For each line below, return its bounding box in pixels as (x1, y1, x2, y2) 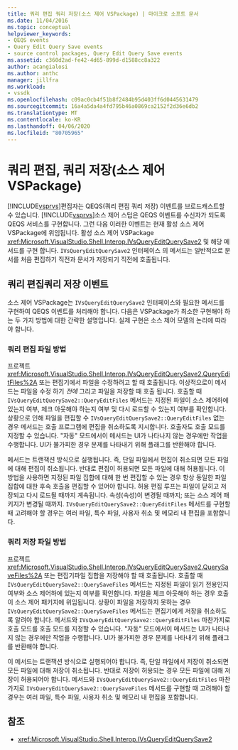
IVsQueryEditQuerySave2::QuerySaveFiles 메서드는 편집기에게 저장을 (7, 607, 202, 615)
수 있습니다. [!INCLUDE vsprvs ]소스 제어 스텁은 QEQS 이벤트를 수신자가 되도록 (7, 211, 226, 219)
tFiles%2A (7, 378, 38, 387)
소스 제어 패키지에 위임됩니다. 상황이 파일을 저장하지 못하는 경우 (14, 597, 191, 606)
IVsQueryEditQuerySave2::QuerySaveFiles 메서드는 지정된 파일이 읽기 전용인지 (7, 580, 229, 588)
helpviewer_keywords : (7, 30, 72, 38)
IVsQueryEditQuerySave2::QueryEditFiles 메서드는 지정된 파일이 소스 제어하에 (7, 396, 229, 405)
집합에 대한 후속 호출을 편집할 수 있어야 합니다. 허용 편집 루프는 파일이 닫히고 (7, 482, 220, 491)
